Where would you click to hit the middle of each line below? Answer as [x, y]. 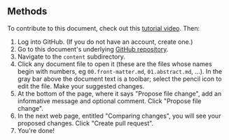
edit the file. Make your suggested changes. [81, 86]
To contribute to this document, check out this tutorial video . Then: [104, 28]
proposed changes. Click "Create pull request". [85, 123]
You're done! [36, 130]
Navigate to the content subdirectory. [71, 56]
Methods [27, 11]
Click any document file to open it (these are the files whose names [114, 64]
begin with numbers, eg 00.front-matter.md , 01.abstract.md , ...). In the [120, 71]
